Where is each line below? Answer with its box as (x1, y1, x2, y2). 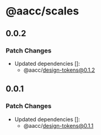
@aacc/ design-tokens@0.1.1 (23, 122, 94, 129)
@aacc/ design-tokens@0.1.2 (23, 66, 95, 74)
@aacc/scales (5, 4, 79, 18)
